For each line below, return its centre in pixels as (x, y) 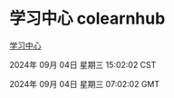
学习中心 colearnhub (87, 19)
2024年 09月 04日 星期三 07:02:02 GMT (85, 83)
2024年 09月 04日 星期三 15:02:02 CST (83, 64)
